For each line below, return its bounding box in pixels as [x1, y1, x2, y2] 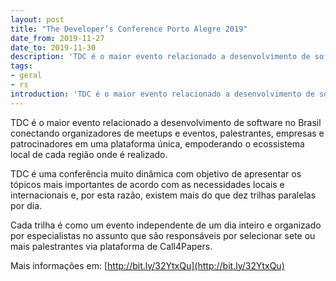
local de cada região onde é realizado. [10, 148, 168, 160]
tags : [10, 61, 33, 71]
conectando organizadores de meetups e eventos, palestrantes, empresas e [10, 127, 325, 139]
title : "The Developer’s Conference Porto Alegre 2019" [10, 24, 248, 34]
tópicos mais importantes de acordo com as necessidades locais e [10, 178, 285, 190]
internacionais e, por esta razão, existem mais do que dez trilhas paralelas [10, 189, 317, 201]
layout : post [10, 14, 65, 25]
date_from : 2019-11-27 [10, 33, 105, 43]
